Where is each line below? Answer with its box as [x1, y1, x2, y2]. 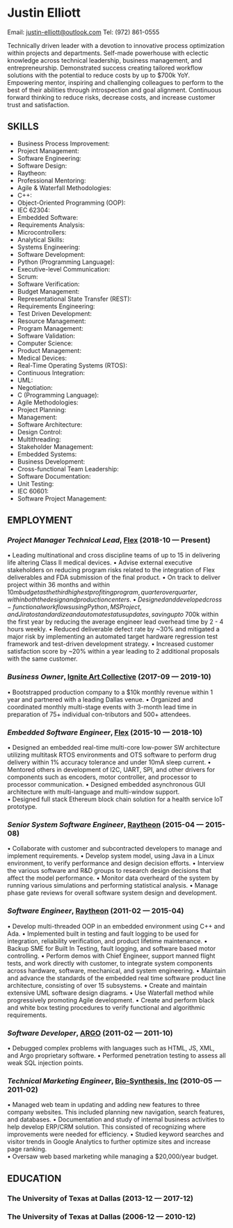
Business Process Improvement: [17, 139, 110, 148]
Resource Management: [17, 317, 86, 325]
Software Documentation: [17, 472, 91, 480]
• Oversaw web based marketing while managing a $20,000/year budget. [7, 1152, 219, 1160]
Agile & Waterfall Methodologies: [17, 183, 111, 192]
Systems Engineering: [17, 242, 81, 251]
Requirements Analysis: [17, 221, 85, 229]
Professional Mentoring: [17, 176, 86, 184]
